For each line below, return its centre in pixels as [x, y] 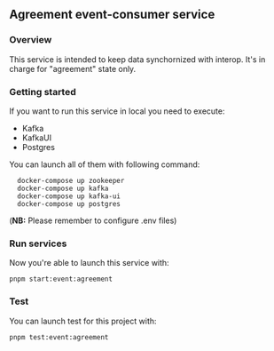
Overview [31, 40]
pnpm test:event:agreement [59, 337]
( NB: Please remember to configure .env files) [93, 220]
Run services [38, 243]
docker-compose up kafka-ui [69, 196]
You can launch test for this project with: [83, 321]
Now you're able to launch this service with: [90, 263]
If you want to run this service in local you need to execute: [117, 111]
